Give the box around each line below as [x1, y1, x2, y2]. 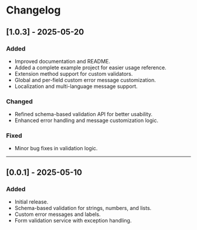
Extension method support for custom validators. [14, 70, 133, 77]
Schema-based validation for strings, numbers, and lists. [14, 205, 152, 212]
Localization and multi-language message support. [14, 83, 138, 90]
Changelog [6, 4, 61, 17]
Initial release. [14, 198, 49, 205]
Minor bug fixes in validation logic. [14, 145, 98, 152]
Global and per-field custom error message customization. [14, 76, 157, 83]
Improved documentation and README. [14, 58, 110, 65]
